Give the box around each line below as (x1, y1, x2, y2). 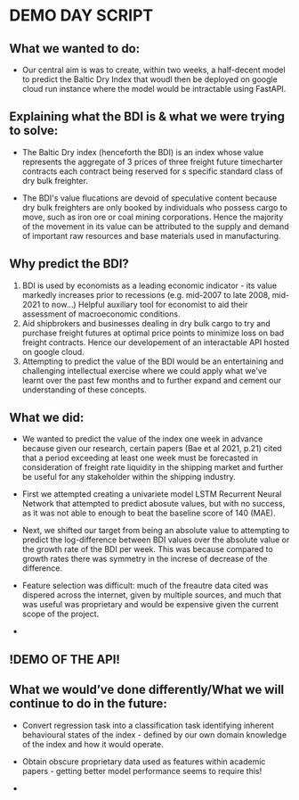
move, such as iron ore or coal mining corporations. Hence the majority (21, 211, 284, 222)
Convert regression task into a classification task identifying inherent (21, 720, 274, 730)
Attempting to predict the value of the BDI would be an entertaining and (21, 356, 284, 367)
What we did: (9, 410, 85, 425)
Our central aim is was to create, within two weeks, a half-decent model (21, 64, 287, 75)
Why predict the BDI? (9, 256, 129, 272)
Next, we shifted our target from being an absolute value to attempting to (21, 525, 290, 536)
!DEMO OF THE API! (9, 652, 120, 667)
